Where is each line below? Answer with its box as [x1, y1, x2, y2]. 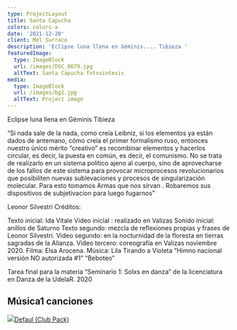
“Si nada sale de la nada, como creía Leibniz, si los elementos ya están [7, 129, 213, 137]
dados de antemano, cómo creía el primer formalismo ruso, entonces [7, 136, 208, 145]
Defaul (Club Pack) [14, 315, 69, 324]
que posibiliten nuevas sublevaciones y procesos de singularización [7, 174, 205, 182]
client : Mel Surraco [7, 37, 68, 44]
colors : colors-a [7, 23, 59, 30]
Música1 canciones [7, 295, 94, 307]
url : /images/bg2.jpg [13, 89, 78, 96]
